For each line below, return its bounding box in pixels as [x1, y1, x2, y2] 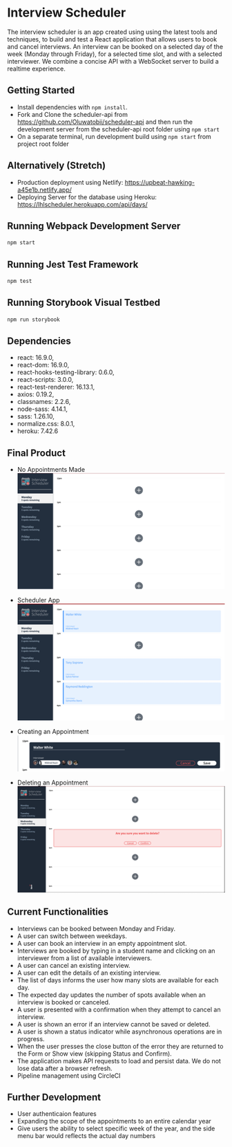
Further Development [7, 1091, 101, 1103]
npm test [7, 278, 32, 285]
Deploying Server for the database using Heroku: [17, 192, 157, 201]
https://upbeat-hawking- [124, 178, 195, 186]
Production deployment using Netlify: [17, 178, 124, 186]
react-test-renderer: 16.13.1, [17, 383, 95, 392]
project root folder [17, 140, 69, 148]
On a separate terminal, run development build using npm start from [17, 132, 212, 140]
